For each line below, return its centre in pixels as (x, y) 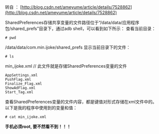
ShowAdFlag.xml (20, 88)
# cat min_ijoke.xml (26, 117)
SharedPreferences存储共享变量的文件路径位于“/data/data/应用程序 (72, 22)
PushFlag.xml (18, 79)
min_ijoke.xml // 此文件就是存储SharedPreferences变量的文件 (66, 66)
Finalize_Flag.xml (24, 84)
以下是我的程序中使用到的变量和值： (41, 108)
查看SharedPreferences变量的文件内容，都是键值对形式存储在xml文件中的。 (81, 102)
